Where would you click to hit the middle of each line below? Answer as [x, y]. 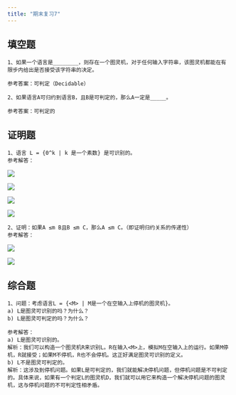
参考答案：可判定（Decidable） [48, 84]
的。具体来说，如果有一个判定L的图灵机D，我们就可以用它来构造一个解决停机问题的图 [114, 378]
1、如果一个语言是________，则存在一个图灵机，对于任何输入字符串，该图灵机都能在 [114, 63]
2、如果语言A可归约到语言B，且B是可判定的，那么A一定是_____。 [90, 98]
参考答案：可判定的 [31, 112]
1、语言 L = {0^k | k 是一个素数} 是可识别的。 [72, 153]
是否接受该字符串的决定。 [66, 70]
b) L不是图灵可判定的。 [38, 363]
